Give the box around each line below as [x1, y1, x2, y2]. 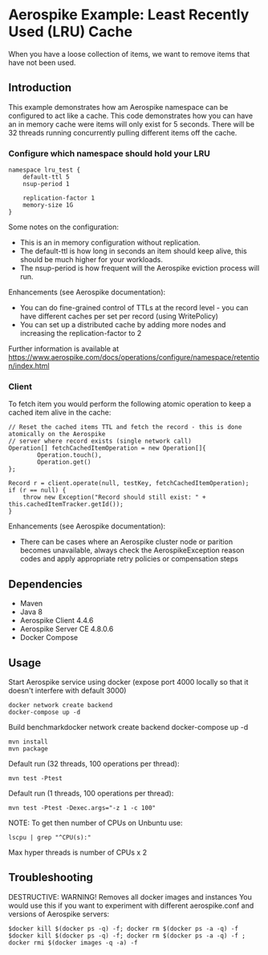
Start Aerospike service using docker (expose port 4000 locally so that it [8, 677, 249, 686]
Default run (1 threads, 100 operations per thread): [8, 788, 174, 798]
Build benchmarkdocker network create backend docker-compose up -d [8, 722, 249, 731]
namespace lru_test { [8, 166, 81, 174]
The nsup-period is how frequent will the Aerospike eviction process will [19, 263, 260, 273]
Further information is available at [8, 344, 119, 354]
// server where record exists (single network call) [8, 437, 193, 446]
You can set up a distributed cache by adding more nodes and [19, 320, 226, 330]
